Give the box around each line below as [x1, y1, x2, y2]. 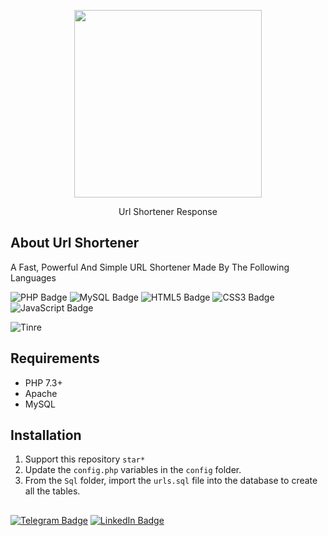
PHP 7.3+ [24, 376, 63, 389]
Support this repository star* [24, 453, 146, 465]
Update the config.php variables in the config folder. [24, 464, 242, 476]
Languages [10, 271, 57, 284]
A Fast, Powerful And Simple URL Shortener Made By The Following [10, 261, 290, 273]
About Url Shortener [10, 235, 140, 252]
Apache [24, 387, 58, 399]
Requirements [10, 350, 100, 367]
